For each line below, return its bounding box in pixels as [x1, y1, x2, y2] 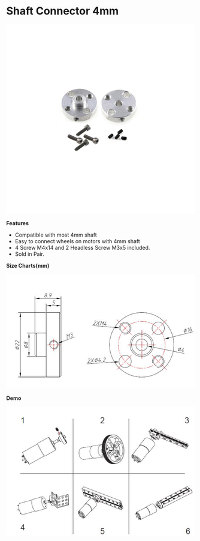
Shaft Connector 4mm [6, 4, 119, 18]
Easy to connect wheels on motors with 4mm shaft [14, 237, 141, 244]
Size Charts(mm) [6, 262, 50, 269]
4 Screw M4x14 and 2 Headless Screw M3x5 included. [14, 244, 150, 251]
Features [6, 219, 29, 226]
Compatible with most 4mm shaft [14, 231, 97, 238]
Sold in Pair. [14, 250, 45, 258]
